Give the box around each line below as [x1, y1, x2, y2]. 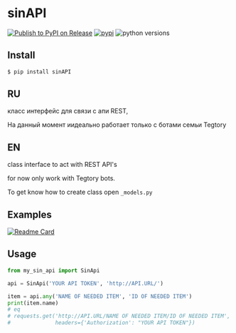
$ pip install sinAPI [7, 68, 72, 76]
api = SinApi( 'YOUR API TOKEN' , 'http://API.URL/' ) [7, 280, 163, 287]
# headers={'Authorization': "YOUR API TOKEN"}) [7, 319, 195, 327]
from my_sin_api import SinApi [7, 267, 100, 274]
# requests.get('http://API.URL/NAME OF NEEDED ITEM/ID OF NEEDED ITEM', [7, 312, 231, 320]
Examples [7, 208, 52, 220]
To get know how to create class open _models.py [7, 188, 153, 197]
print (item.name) [7, 299, 59, 307]
